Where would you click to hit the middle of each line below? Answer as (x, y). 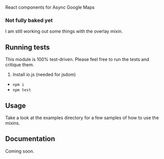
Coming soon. (20, 151)
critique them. (20, 65)
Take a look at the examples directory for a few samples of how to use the (82, 118)
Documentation (30, 139)
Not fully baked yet (29, 20)
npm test (22, 90)
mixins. (13, 123)
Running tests (28, 47)
